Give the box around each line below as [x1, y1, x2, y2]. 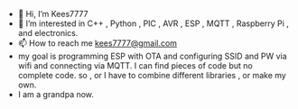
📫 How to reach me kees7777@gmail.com [17, 38, 178, 49]
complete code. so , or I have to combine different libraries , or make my [17, 70, 286, 80]
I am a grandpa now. [17, 89, 95, 99]
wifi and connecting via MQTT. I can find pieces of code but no [17, 60, 253, 71]
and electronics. [17, 28, 79, 38]
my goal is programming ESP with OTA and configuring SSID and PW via [17, 50, 287, 61]
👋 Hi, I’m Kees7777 [17, 9, 88, 19]
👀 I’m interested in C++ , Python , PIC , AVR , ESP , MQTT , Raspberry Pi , [17, 18, 289, 29]
